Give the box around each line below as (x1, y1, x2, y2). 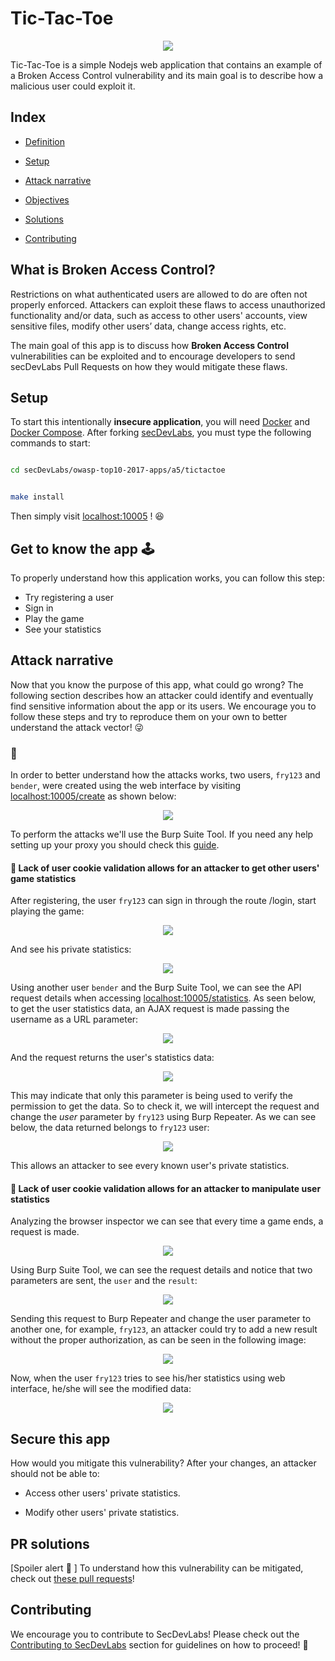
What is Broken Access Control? (10, 262, 216, 279)
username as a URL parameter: (10, 1013, 139, 1026)
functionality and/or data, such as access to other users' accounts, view (10, 309, 308, 321)
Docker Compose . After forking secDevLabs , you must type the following (10, 427, 312, 439)
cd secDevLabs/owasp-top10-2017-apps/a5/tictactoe (10, 465, 226, 476)
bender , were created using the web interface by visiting (10, 780, 242, 792)
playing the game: (10, 905, 85, 917)
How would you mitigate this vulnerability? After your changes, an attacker (10, 1457, 317, 1469)
